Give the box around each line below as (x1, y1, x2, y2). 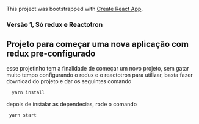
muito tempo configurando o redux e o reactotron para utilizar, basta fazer (6, 71, 194, 78)
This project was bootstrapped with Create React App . (6, 5, 143, 12)
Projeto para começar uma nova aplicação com (6, 39, 189, 49)
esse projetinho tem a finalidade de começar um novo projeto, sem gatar (6, 64, 189, 72)
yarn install (12, 89, 45, 95)
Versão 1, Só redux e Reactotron (6, 20, 103, 29)
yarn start (9, 112, 37, 118)
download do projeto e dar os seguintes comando (6, 77, 132, 84)
